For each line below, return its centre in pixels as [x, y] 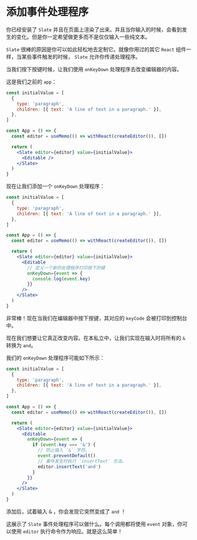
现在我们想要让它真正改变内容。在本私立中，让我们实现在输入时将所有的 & [96, 338]
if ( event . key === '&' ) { [64, 445]
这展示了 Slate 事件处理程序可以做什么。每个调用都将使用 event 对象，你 [94, 524]
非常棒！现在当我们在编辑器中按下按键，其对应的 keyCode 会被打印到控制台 [96, 318]
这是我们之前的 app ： [31, 81]
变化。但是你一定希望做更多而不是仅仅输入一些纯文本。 [83, 36]
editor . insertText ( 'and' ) [69, 466]
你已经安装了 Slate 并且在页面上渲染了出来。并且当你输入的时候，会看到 [94, 29]
